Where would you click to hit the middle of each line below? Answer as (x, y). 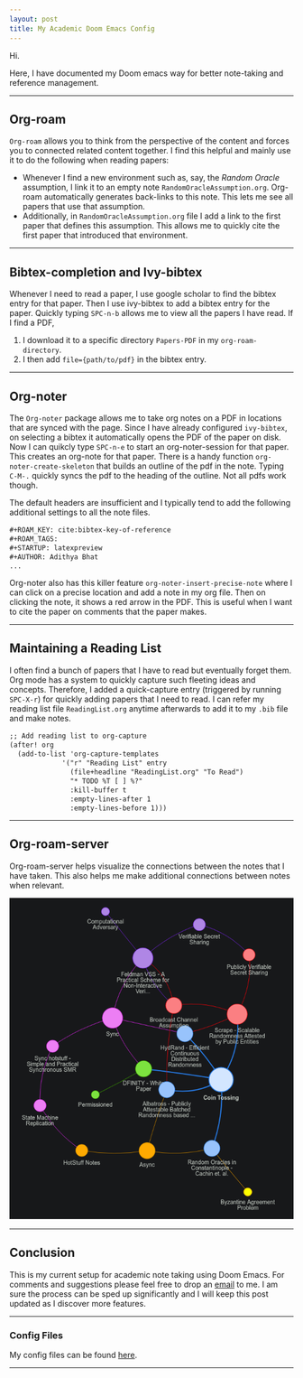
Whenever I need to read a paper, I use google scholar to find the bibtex (143, 294)
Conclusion (42, 1253)
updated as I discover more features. (78, 1303)
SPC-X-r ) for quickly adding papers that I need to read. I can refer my (137, 699)
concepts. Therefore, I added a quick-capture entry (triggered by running (145, 689)
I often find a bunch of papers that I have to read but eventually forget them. (151, 670)
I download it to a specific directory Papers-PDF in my (120, 340)
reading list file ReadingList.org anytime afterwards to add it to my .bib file (149, 708)
